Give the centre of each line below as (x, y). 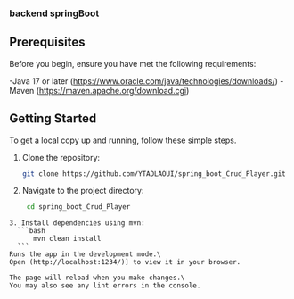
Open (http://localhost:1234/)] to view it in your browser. (125, 262)
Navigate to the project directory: (83, 191)
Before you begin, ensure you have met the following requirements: (133, 63)
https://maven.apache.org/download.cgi (113, 90)
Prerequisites (47, 42)
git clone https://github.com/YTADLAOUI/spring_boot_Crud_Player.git (154, 174)
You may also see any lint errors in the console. (105, 286)
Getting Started (53, 119)
